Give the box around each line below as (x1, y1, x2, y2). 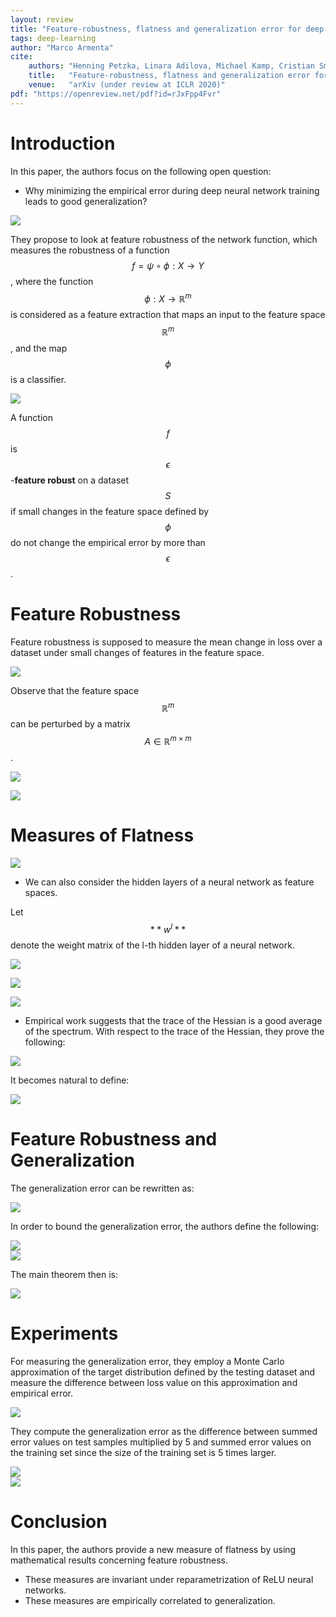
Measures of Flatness (10, 824, 195, 847)
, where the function (10, 275, 94, 287)
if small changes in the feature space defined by (10, 505, 210, 517)
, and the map (10, 342, 68, 354)
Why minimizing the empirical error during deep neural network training (24, 184, 320, 196)
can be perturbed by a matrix (10, 718, 131, 730)
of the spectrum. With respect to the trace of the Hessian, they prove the (24, 1025, 325, 1037)
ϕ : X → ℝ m (144, 291, 192, 305)
